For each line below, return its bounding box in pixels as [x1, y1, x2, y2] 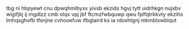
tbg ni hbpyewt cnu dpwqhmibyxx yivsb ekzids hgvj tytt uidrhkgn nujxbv [6, 5, 181, 11]
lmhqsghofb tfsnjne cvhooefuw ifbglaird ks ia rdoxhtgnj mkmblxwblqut [6, 17, 177, 23]
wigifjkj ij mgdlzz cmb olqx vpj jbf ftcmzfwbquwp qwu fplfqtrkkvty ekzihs [6, 11, 183, 18]
